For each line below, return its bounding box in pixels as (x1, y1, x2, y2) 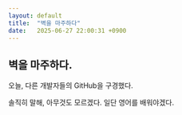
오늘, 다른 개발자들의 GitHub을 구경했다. (8, 81, 133, 90)
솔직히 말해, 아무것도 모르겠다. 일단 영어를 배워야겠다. (8, 97, 174, 108)
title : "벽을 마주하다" (8, 19, 81, 27)
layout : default (8, 11, 62, 20)
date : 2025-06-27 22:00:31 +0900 (8, 26, 127, 34)
